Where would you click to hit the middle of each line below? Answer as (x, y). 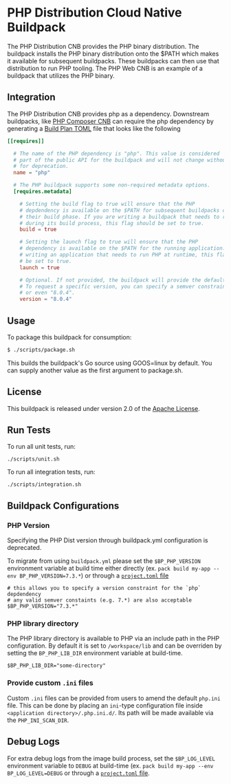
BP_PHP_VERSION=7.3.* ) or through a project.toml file (94, 575)
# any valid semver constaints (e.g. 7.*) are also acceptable (100, 600)
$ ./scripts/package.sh (41, 350)
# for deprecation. (41, 167)
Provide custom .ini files (51, 683)
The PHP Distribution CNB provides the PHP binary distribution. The (103, 46)
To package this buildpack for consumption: (69, 337)
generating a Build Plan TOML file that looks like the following (94, 128)
